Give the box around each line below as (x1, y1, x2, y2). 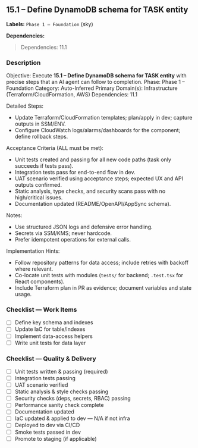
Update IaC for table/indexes (14, 325, 86, 333)
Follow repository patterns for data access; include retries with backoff (14, 259, 189, 267)
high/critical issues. (14, 194, 63, 201)
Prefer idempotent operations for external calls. (14, 236, 131, 243)
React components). (14, 278, 65, 285)
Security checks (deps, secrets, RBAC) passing (14, 395, 131, 402)
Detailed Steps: (6, 102, 43, 109)
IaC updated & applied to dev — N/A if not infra (14, 415, 130, 422)
